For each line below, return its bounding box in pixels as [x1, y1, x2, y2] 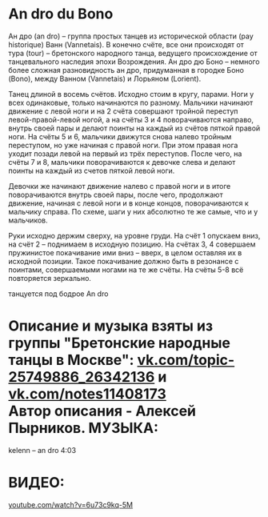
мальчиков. [8, 215, 48, 225]
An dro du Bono [8, 5, 114, 23]
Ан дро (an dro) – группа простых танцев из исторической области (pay [8, 31, 254, 41]
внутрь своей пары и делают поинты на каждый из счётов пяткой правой [8, 123, 261, 133]
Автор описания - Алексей [8, 402, 197, 420]
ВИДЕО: [8, 474, 66, 492]
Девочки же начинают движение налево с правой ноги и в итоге [8, 181, 231, 190]
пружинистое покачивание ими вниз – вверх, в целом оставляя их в [8, 247, 242, 257]
